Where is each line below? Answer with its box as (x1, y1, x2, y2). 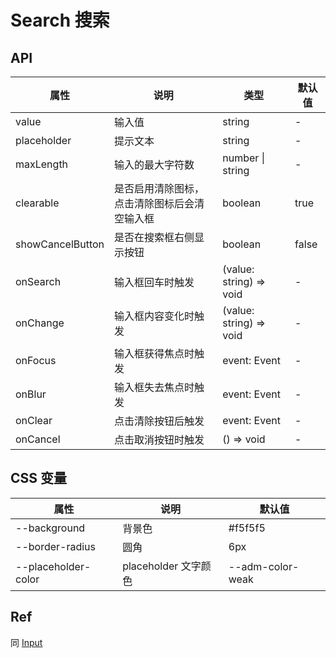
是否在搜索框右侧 (114, 231, 195, 244)
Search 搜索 (10, 9, 110, 32)
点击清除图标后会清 (114, 197, 205, 210)
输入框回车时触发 (114, 276, 195, 289)
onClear (15, 414, 53, 427)
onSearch (15, 275, 62, 288)
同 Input (10, 636, 43, 648)
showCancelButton (15, 237, 105, 251)
